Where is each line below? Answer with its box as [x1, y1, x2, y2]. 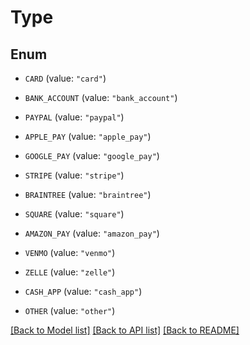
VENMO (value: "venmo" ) [24, 247, 116, 258]
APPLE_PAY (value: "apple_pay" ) [24, 131, 152, 142]
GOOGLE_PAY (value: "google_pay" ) [24, 150, 160, 161]
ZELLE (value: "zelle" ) [24, 266, 116, 278]
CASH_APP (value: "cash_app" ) [24, 286, 143, 297]
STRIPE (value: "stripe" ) [24, 169, 125, 181]
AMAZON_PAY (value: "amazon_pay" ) [24, 227, 160, 239]
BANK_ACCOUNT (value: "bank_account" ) [24, 92, 178, 103]
